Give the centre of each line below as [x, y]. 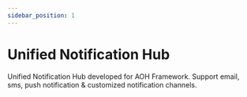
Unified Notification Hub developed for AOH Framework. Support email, [123, 76]
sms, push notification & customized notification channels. [102, 84]
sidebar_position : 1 [41, 15]
